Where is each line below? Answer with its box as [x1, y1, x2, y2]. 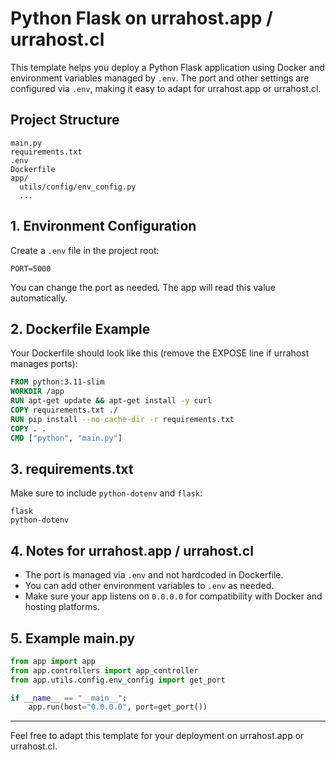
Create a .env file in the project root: [10, 244, 160, 256]
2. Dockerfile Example [10, 320, 151, 337]
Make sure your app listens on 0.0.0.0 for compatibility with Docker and [24, 590, 323, 602]
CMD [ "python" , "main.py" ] [10, 433, 123, 443]
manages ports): [10, 358, 78, 370]
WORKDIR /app [10, 387, 65, 397]
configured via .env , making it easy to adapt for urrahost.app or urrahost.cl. [10, 82, 322, 94]
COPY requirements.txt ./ [10, 405, 118, 415]
